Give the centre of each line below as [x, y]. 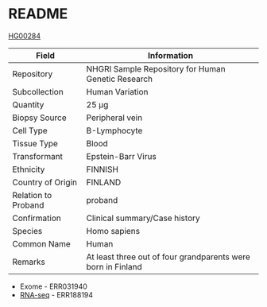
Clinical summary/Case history [143, 218]
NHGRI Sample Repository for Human [156, 68]
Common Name [42, 243]
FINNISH [103, 169]
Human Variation [117, 91]
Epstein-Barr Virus [121, 156]
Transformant [38, 156]
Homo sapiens [113, 231]
